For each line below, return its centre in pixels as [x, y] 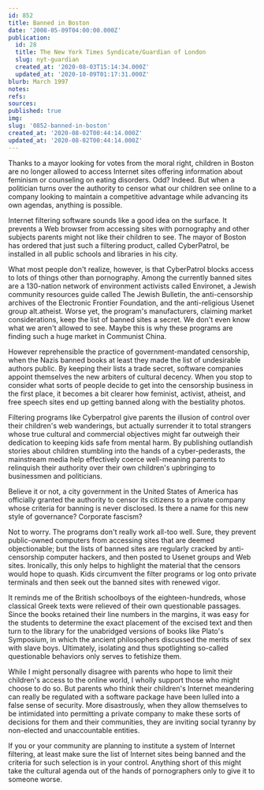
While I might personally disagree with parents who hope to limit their [121, 671]
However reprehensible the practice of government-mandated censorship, [129, 352]
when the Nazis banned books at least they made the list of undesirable [125, 359]
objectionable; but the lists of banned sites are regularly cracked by [117, 548]
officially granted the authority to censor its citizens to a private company [127, 499]
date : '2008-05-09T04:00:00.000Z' [65, 30]
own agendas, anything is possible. [65, 205]
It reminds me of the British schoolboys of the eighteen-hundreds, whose [127, 597]
